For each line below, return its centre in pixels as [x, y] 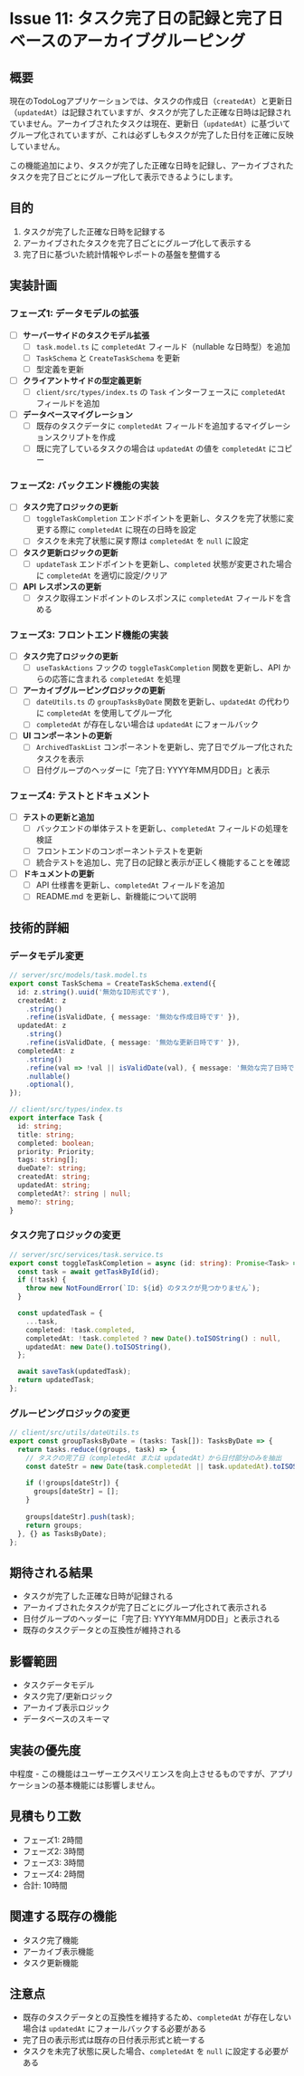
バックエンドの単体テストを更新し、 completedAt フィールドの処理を [162, 828]
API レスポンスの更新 [62, 586]
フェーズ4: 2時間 [53, 1874]
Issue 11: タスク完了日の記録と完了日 [147, 19]
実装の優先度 [45, 1750]
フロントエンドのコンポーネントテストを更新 [119, 851]
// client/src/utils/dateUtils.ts [75, 1433]
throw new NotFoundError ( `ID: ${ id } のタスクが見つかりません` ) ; [143, 1288]
